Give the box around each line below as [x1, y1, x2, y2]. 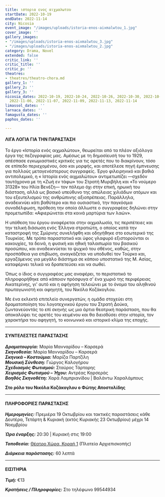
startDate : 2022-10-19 [5, 12, 52, 17]
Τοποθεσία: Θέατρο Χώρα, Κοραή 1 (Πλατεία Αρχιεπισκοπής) [5, 441, 132, 447]
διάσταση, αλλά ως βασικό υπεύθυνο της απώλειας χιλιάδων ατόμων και [5, 189, 157, 195]
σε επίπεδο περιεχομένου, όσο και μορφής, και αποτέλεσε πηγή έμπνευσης [5, 163, 160, 169]
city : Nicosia [5, 21, 34, 26]
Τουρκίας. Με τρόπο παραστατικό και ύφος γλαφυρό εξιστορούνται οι [5, 235, 149, 241]
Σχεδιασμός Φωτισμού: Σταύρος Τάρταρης [5, 365, 96, 371]
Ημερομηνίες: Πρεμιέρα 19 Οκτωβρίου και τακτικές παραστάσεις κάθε [5, 411, 151, 417]
